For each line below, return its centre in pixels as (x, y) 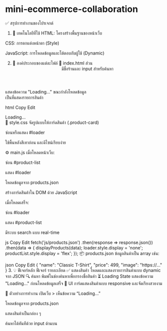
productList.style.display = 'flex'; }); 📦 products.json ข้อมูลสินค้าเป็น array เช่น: (82, 253)
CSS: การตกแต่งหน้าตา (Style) (32, 43)
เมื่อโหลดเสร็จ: (17, 202)
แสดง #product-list (24, 222)
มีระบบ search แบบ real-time (32, 232)
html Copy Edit (20, 107)
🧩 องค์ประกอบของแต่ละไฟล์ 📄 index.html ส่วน (53, 63)
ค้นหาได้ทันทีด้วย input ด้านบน (31, 323)
